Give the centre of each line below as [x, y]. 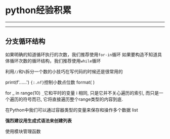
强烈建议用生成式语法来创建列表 [38, 120]
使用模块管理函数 [23, 131]
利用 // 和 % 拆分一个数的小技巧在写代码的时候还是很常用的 [64, 72]
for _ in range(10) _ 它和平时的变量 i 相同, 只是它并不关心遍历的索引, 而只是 [82, 93]
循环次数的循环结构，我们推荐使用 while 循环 [55, 60]
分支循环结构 [25, 42]
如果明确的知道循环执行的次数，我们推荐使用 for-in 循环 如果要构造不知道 [81, 54]
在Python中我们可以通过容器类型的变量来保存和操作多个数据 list [72, 110]
